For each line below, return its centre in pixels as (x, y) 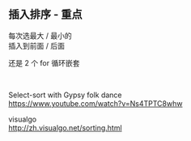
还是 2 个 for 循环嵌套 (44, 62)
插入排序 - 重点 (45, 15)
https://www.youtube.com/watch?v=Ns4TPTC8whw (95, 103)
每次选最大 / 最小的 (40, 36)
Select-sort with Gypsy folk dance (65, 95)
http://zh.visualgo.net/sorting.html (66, 127)
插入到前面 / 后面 (36, 45)
